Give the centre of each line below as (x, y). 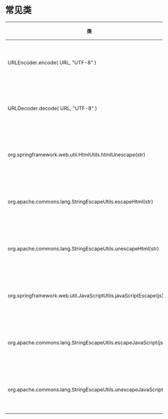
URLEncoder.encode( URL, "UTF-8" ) (52, 62)
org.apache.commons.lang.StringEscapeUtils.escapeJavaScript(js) (86, 342)
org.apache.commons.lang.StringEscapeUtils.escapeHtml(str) (80, 201)
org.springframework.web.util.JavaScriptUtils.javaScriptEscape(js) (86, 295)
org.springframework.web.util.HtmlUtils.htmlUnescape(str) (76, 154)
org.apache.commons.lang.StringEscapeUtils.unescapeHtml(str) (83, 249)
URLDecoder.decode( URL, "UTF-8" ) (52, 108)
